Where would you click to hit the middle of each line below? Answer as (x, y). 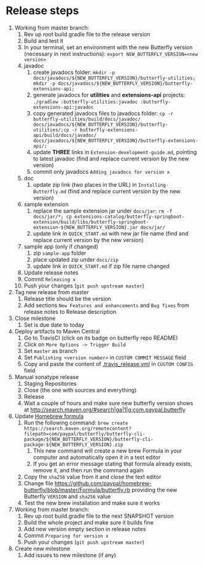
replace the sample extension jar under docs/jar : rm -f (103, 211)
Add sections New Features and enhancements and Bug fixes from (107, 305)
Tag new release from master (52, 292)
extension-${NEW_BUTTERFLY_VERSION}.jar (85, 227)
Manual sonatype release (47, 377)
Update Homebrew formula (49, 416)
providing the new (154, 489)
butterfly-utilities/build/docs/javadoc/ (87, 119)
